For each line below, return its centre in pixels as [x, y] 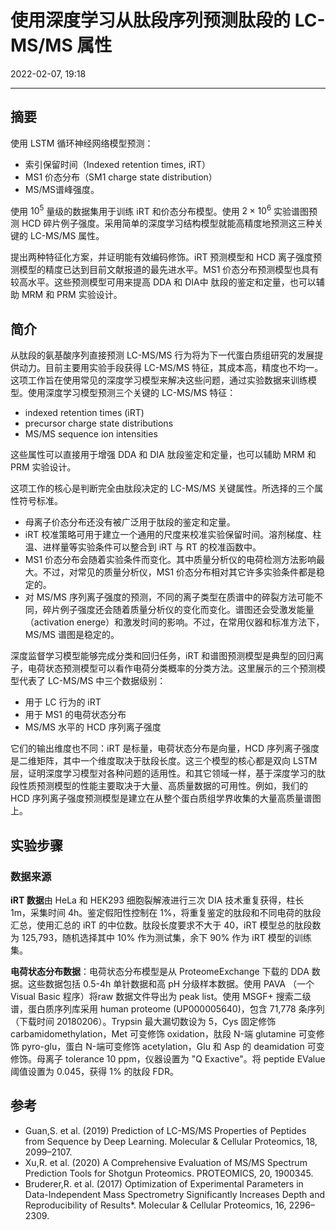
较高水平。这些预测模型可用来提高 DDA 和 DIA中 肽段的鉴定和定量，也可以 [163, 282]
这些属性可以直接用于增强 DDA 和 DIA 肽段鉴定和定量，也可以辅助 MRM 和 [163, 455]
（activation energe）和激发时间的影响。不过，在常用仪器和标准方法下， [174, 622]
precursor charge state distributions [99, 423]
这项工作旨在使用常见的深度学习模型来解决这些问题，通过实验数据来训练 [159, 380]
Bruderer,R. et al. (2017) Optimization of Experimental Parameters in [164, 1183]
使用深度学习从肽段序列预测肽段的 [151, 20]
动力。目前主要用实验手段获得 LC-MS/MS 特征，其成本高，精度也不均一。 [171, 368]
